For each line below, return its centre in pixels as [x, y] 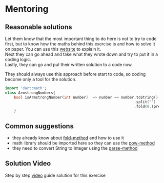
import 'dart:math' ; [26, 88]
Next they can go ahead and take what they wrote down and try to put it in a [82, 54]
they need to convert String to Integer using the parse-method [75, 148]
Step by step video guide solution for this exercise [55, 175]
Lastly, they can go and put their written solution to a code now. [69, 65]
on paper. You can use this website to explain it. [53, 49]
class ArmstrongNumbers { [30, 93]
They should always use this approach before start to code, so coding [75, 74]
